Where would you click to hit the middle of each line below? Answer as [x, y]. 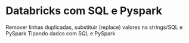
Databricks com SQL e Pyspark [84, 11]
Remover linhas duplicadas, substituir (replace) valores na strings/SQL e [94, 27]
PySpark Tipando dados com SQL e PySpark [61, 33]
